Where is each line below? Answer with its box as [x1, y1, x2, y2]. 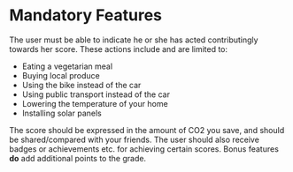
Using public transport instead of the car [21, 89, 171, 100]
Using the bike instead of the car [21, 79, 142, 90]
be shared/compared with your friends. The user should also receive [9, 134, 259, 145]
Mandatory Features [9, 5, 162, 26]
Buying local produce [21, 70, 100, 80]
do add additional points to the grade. [9, 153, 147, 163]
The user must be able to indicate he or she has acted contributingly [9, 34, 258, 45]
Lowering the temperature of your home [21, 98, 168, 108]
